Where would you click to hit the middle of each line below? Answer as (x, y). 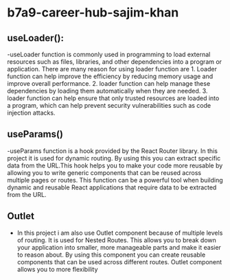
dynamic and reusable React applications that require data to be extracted (112, 187)
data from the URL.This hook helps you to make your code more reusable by (115, 165)
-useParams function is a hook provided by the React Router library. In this (113, 151)
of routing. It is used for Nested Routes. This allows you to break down (116, 240)
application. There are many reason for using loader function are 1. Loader (112, 69)
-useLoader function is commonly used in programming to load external (109, 54)
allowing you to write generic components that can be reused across (104, 172)
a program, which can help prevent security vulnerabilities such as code (109, 105)
